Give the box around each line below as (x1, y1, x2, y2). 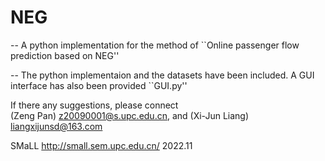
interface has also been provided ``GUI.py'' (10, 79, 188, 91)
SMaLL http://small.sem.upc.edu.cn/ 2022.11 (10, 139, 193, 151)
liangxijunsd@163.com (10, 120, 103, 132)
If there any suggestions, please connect (10, 99, 179, 111)
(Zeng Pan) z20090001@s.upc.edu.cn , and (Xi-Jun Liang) (10, 109, 250, 121)
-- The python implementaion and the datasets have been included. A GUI (10, 69, 315, 81)
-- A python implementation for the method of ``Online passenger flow (10, 39, 300, 51)
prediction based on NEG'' (10, 49, 120, 61)
